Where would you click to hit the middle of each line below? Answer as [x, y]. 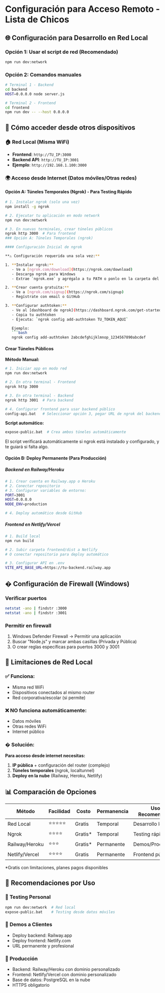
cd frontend [17, 108]
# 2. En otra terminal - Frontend [41, 382]
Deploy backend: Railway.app [42, 935]
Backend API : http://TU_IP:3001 [45, 159]
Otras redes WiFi [29, 726]
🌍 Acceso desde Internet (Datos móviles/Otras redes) [71, 178]
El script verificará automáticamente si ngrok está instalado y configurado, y [82, 441]
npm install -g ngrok [27, 206]
